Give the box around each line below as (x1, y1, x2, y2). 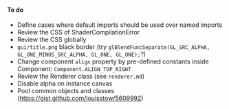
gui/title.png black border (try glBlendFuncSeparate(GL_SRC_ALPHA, (17, 43, 210, 51)
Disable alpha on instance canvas (17, 79, 113, 88)
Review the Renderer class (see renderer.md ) (17, 72, 144, 81)
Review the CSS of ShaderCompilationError (17, 28, 140, 37)
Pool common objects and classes (17, 87, 115, 95)
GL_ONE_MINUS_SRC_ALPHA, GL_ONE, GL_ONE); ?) (17, 50, 146, 59)
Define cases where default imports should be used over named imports (17, 21, 223, 29)
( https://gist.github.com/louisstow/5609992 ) (17, 94, 144, 103)
